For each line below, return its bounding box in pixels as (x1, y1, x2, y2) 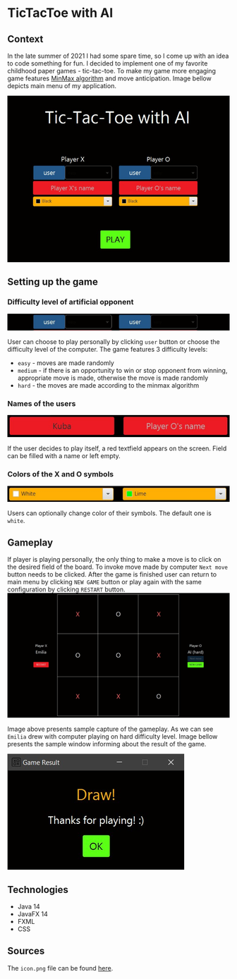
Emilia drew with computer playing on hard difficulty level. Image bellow (7, 732, 218, 741)
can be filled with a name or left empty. (7, 452, 121, 460)
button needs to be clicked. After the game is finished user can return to (7, 570, 217, 579)
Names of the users (7, 398, 76, 408)
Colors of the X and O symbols (7, 469, 114, 479)
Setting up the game (7, 276, 99, 288)
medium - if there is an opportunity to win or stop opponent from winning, (17, 366, 228, 374)
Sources (7, 945, 45, 957)
